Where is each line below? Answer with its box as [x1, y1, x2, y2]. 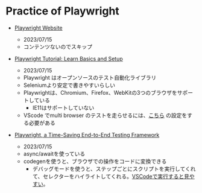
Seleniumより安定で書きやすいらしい [23, 81, 116, 89]
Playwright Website [14, 24, 63, 31]
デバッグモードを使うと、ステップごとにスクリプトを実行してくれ [32, 165, 196, 172]
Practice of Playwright [5, 4, 120, 18]
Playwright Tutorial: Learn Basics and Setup [14, 55, 123, 62]
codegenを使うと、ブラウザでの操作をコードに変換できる [23, 157, 167, 165]
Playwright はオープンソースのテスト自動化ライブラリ [23, 74, 157, 81]
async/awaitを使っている [23, 150, 86, 157]
